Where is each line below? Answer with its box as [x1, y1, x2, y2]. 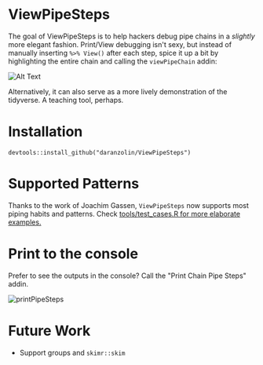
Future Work [8, 322, 91, 339]
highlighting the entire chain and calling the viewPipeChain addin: [8, 57, 217, 66]
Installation [8, 123, 83, 141]
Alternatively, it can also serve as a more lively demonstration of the [8, 86, 228, 96]
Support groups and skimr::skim [19, 348, 126, 357]
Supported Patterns [8, 175, 140, 193]
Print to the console [8, 245, 139, 262]
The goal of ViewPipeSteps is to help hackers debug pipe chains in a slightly [8, 31, 255, 41]
